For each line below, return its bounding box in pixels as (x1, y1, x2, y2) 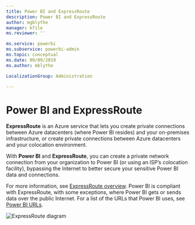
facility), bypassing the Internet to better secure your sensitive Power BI (6, 165, 179, 172)
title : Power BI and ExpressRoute (6, 8, 90, 15)
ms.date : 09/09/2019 (6, 57, 57, 63)
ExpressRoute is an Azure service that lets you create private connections (6, 123, 185, 130)
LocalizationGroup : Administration (6, 73, 93, 79)
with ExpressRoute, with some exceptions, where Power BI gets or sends (6, 189, 182, 196)
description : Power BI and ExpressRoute (6, 14, 106, 20)
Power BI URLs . (6, 201, 44, 208)
